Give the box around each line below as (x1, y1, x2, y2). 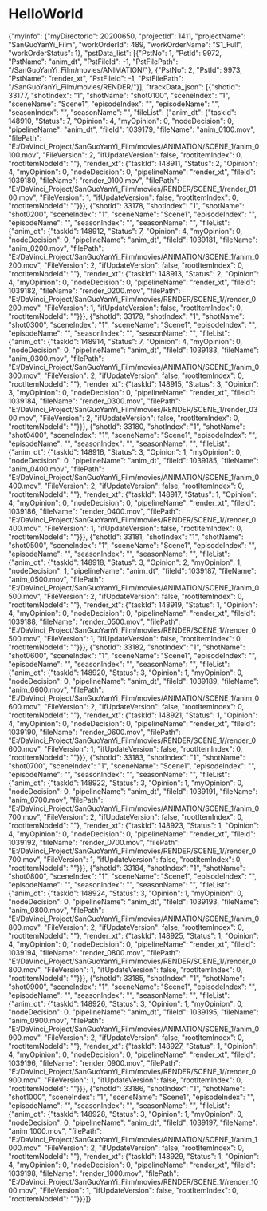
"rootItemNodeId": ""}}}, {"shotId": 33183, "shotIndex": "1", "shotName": (8, 752, 245, 762)
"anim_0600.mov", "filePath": (8, 685, 104, 694)
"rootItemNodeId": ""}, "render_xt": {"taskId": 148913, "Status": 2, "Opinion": (8, 268, 259, 278)
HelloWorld (8, 5, 84, 23)
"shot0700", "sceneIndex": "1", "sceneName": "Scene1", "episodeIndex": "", (8, 760, 257, 771)
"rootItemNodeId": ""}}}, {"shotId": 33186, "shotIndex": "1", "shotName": (8, 1083, 245, 1093)
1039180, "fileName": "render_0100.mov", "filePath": (8, 175, 179, 185)
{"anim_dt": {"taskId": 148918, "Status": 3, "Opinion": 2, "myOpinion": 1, (8, 557, 242, 567)
